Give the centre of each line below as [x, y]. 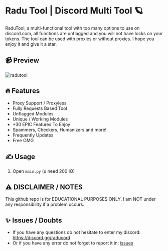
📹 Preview [22, 60]
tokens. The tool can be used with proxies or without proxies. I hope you [80, 39]
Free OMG [23, 140]
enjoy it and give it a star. [31, 44]
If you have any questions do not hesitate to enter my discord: [76, 232]
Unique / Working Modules [40, 119]
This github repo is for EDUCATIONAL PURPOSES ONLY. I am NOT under [80, 199]
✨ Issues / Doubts [34, 220]
